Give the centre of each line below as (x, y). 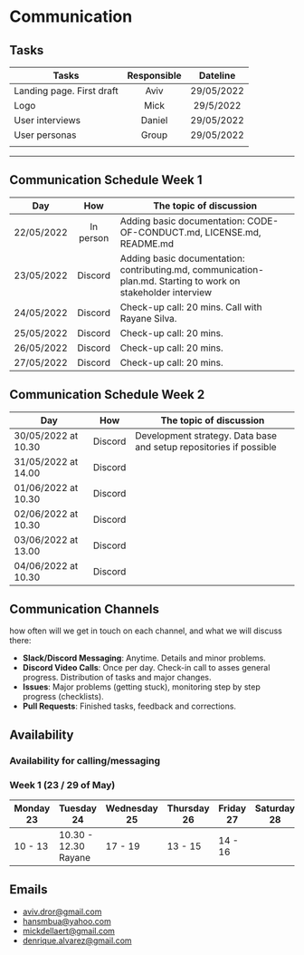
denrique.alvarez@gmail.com (77, 941)
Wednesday (132, 808)
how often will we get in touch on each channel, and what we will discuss (146, 631)
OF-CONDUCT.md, (161, 232)
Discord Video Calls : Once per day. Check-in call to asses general (146, 668)
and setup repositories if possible (206, 447)
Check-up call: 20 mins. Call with (191, 307)
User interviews (47, 120)
